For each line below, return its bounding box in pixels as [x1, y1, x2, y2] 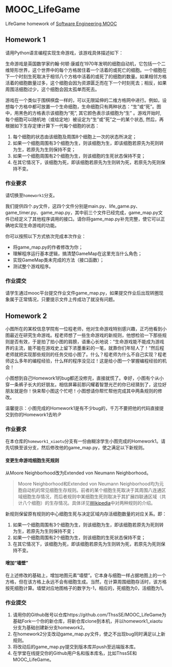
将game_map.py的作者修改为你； [12, 244, 83, 251]
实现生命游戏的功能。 [14, 222, 59, 228]
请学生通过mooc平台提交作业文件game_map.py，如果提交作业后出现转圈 [5, 290, 159, 296]
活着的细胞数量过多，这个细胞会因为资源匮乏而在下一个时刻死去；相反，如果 [5, 79, 167, 86]
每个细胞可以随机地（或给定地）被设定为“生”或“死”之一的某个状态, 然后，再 [5, 116, 164, 122]
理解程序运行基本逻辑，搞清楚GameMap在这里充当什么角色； [12, 251, 142, 257]
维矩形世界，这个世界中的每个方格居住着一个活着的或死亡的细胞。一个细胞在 [5, 67, 167, 73]
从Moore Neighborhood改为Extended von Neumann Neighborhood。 [5, 470, 151, 476]
